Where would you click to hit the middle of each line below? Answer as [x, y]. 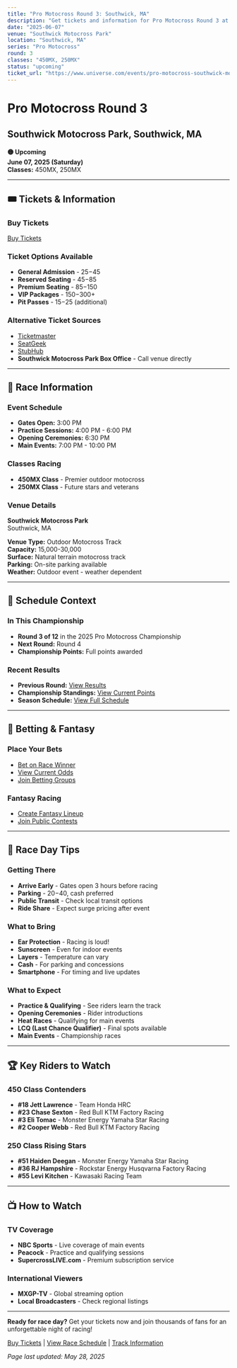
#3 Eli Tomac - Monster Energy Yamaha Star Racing [93, 1120]
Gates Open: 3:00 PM [50, 423]
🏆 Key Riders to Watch [59, 1065]
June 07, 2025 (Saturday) [45, 162]
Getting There [32, 870]
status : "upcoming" [36, 67]
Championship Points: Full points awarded [80, 651]
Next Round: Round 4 [49, 644]
